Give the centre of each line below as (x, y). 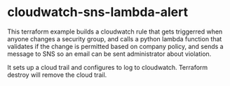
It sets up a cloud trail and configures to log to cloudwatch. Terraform (108, 67)
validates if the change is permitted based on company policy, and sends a (115, 46)
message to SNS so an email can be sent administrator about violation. (109, 54)
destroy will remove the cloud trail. (57, 75)
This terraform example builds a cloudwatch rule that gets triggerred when (115, 31)
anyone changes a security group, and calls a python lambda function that (115, 38)
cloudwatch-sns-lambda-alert (97, 12)
